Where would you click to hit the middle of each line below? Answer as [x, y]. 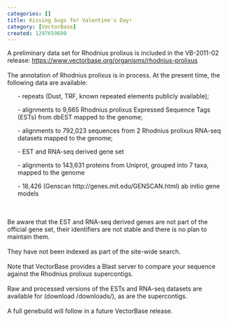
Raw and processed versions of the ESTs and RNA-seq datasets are [105, 289]
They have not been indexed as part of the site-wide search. [94, 251]
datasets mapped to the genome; [65, 138]
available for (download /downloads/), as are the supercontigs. [97, 296]
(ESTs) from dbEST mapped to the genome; [80, 117]
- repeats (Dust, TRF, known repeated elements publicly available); [113, 96]
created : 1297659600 [37, 33]
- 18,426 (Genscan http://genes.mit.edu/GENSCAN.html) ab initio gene [119, 186]
